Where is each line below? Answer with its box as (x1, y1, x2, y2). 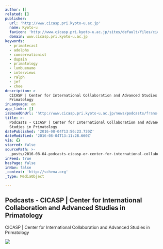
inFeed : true (5, 156, 32, 161)
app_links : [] (5, 106, 34, 112)
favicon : (9, 30, 27, 34)
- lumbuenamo (9, 66, 36, 71)
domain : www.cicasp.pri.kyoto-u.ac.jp (9, 34, 88, 39)
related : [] (5, 12, 29, 17)
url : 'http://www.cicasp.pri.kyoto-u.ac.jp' (9, 20, 101, 26)
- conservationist (9, 52, 47, 57)
